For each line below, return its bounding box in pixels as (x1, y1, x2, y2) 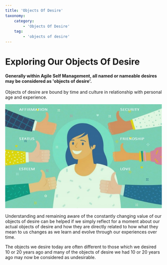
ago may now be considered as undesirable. (5, 255, 96, 261)
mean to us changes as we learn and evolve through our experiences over (5, 229, 158, 235)
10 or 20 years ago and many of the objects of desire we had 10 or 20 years (5, 249, 160, 255)
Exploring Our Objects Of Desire (5, 56, 140, 67)
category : (14, 18, 35, 23)
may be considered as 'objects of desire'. (5, 78, 92, 84)
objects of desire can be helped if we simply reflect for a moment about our (5, 218, 160, 224)
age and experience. (5, 94, 47, 100)
